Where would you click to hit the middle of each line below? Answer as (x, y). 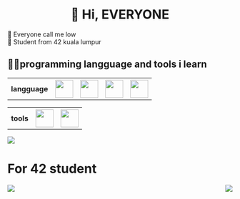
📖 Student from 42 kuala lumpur (54, 41)
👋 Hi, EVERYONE (120, 15)
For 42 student (52, 169)
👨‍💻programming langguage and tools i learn (107, 65)
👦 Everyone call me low (42, 34)
